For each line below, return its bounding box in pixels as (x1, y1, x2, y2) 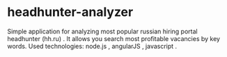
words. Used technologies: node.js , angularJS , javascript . (7, 42, 178, 50)
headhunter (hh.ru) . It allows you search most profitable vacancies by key (7, 34, 221, 42)
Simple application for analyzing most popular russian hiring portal (7, 27, 198, 35)
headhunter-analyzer (7, 4, 134, 20)
